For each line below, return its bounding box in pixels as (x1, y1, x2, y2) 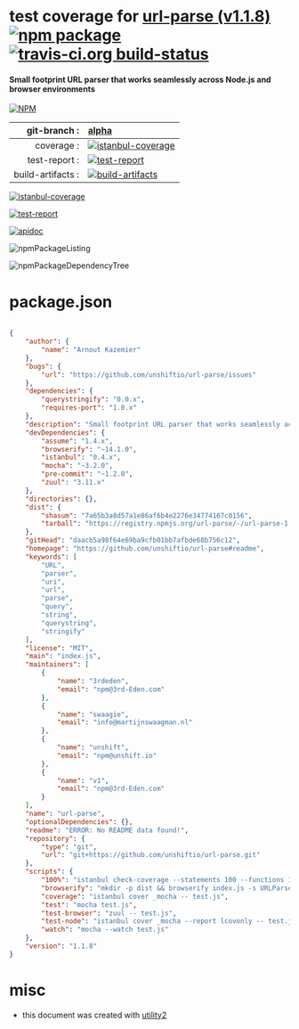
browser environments (9, 83, 96, 94)
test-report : (27, 154, 80, 167)
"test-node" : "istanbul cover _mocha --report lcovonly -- (41, 917, 265, 926)
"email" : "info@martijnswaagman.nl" (56, 718, 193, 727)
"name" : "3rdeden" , (56, 677, 129, 686)
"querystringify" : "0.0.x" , (41, 395, 145, 404)
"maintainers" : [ (25, 660, 90, 669)
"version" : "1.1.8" (25, 942, 98, 951)
